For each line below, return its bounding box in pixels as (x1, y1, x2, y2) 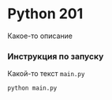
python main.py (7, 84, 58, 92)
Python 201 (7, 5, 84, 23)
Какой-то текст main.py (7, 69, 85, 79)
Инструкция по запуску (7, 51, 104, 62)
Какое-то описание (7, 31, 73, 40)
